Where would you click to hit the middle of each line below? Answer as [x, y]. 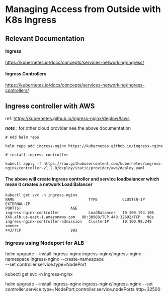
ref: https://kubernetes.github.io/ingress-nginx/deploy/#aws [67, 118]
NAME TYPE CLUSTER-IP [75, 200]
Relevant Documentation [45, 38]
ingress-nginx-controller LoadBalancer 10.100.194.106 [80, 213]
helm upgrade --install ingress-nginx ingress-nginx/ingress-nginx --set [79, 284]
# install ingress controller [37, 155]
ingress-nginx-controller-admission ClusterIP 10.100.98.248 [78, 222]
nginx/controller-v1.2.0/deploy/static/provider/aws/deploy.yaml [75, 168]
